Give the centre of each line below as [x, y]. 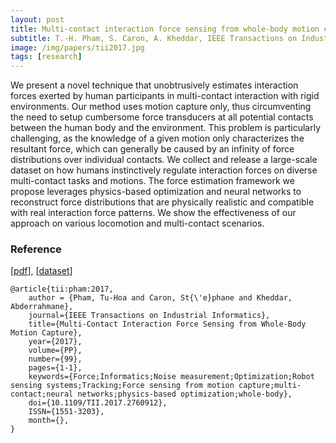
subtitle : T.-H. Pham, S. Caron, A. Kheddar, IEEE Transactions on [154, 38]
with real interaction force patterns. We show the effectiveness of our [153, 213]
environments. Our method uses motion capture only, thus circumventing [161, 107]
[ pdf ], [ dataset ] [41, 271]
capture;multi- [270, 386]
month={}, [49, 421]
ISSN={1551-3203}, [66, 412]
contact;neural [42, 394]
